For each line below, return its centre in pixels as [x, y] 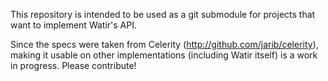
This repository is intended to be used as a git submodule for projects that [163, 14]
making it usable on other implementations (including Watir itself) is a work [164, 55]
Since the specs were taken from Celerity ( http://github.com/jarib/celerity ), [164, 44]
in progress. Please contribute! [73, 65]
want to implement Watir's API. [73, 25]
